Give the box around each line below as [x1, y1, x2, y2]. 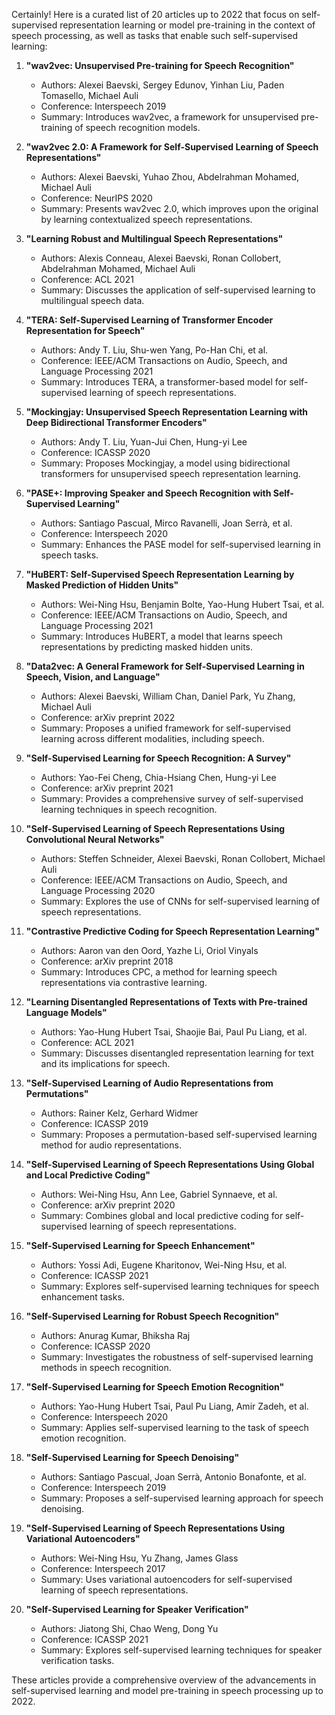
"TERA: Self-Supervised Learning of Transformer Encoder [25, 314, 274, 326]
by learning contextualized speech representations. [40, 214, 253, 225]
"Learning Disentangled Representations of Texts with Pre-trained [25, 996, 308, 1008]
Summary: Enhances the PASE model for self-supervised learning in [40, 539, 321, 550]
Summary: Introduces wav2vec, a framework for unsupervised [40, 111, 299, 123]
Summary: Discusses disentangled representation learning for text [40, 1047, 314, 1059]
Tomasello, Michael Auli [40, 90, 139, 101]
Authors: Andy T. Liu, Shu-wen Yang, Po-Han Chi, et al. [40, 344, 269, 356]
